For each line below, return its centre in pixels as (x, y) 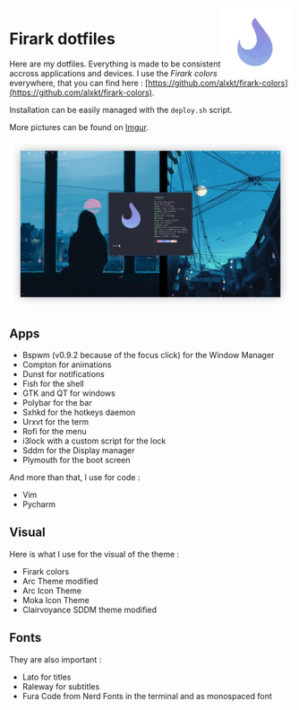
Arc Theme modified (60, 581)
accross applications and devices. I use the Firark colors (113, 73)
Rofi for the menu (54, 431)
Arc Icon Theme (52, 591)
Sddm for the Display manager (79, 450)
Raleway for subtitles (61, 686)
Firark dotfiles (63, 39)
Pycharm (39, 504)
